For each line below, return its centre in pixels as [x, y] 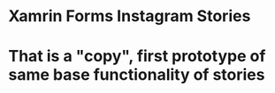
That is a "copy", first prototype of [137, 57]
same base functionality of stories [137, 75]
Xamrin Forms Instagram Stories [130, 16]
